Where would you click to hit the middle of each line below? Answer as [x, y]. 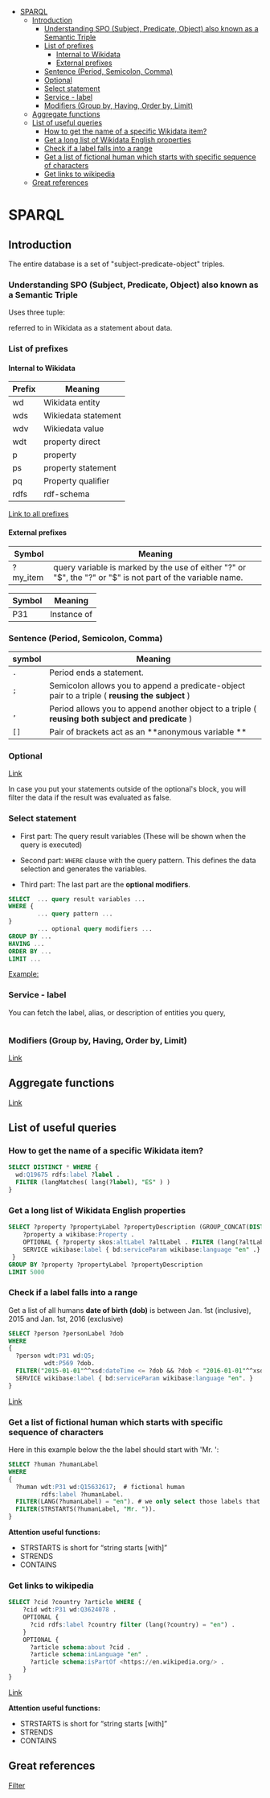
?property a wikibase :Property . [79, 1235]
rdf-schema [67, 494]
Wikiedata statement [83, 416]
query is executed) [51, 845]
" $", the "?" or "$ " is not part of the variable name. [148, 577]
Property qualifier [77, 481]
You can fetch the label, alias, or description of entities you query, [117, 1012]
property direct [72, 442]
